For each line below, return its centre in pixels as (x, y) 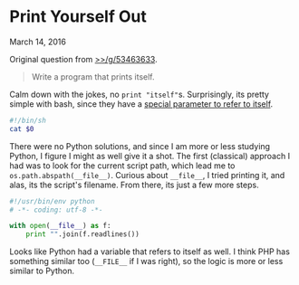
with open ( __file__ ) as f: (60, 226)
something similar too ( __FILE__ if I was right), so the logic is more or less (146, 261)
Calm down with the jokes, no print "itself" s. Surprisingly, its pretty (140, 94)
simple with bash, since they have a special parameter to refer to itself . (141, 104)
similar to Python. (42, 271)
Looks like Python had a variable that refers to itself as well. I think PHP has (149, 252)
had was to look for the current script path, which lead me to (122, 166)
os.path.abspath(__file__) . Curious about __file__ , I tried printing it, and (147, 175)
